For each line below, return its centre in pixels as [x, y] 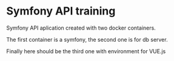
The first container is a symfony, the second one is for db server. [87, 39]
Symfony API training [61, 11]
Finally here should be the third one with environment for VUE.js [86, 51]
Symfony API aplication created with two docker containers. [81, 28]
